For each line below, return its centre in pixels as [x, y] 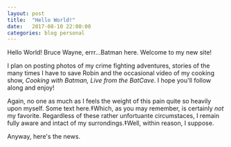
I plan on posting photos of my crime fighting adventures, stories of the [109, 66]
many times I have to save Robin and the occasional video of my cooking [111, 73]
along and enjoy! [31, 88]
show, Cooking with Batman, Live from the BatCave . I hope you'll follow [109, 81]
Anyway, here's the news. [44, 137]
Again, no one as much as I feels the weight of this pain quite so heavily [109, 101]
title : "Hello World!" [41, 20]
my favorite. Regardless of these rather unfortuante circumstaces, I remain [113, 116]
